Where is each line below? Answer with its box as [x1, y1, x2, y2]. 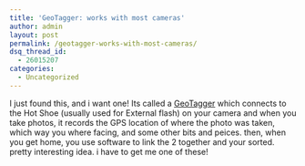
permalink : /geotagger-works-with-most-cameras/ [9, 38, 198, 48]
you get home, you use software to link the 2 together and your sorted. [9, 136, 275, 147]
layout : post [9, 30, 59, 39]
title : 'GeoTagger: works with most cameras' [9, 13, 185, 23]
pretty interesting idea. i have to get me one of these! [9, 146, 208, 157]
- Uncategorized [17, 73, 79, 82]
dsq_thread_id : [9, 47, 67, 57]
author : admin [9, 22, 64, 31]
